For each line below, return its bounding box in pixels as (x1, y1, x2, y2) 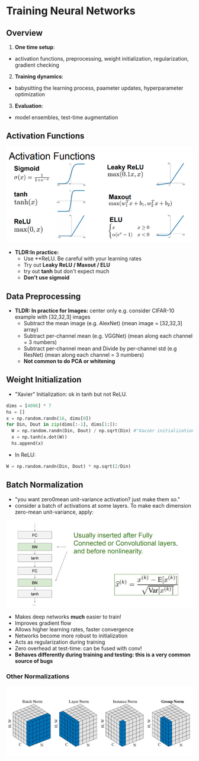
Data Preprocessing (6, 291, 81, 301)
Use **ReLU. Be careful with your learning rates (23, 255, 142, 262)
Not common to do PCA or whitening (23, 358, 115, 365)
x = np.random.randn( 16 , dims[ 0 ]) (6, 415, 92, 422)
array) (23, 326, 38, 334)
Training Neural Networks (6, 4, 136, 18)
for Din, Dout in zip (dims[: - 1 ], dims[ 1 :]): (6, 422, 118, 427)
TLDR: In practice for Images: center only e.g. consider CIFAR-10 (14, 307, 175, 315)
